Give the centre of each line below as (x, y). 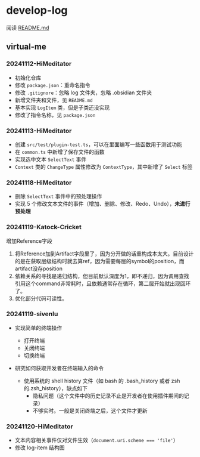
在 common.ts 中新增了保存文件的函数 (60, 152)
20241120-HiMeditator (40, 426)
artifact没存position (38, 268)
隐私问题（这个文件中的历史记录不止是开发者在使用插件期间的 (108, 396)
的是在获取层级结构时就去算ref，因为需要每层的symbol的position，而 (99, 261)
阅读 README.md (28, 27)
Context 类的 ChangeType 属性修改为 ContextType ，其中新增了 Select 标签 (104, 166)
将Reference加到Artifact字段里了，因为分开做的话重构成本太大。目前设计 (104, 254)
